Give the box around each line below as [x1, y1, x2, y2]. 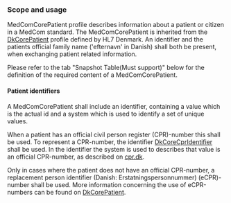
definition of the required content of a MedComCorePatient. [7, 71, 178, 79]
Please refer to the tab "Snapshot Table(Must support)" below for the [7, 64, 205, 72]
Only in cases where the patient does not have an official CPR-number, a [7, 166, 215, 174]
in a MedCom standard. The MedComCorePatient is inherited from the [7, 28, 208, 36]
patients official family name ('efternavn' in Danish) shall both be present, [7, 43, 217, 51]
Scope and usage [7, 5, 67, 15]
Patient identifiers [7, 87, 60, 95]
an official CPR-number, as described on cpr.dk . [7, 152, 145, 161]
